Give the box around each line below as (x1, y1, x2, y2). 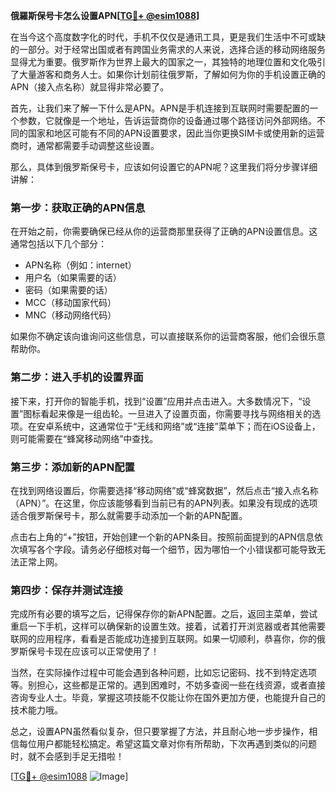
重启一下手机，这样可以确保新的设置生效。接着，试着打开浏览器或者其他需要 (10, 620, 326, 633)
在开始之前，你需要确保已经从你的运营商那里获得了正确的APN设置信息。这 (10, 225, 318, 238)
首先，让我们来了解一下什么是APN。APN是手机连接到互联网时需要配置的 (10, 102, 310, 114)
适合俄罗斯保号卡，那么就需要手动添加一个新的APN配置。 (10, 509, 248, 521)
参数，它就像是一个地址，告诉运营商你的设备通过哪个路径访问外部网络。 (18, 115, 317, 126)
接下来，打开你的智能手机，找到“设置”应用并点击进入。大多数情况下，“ (10, 395, 303, 407)
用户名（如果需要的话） (24, 272, 122, 284)
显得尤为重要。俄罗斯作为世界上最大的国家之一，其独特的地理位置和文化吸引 (10, 56, 326, 68)
